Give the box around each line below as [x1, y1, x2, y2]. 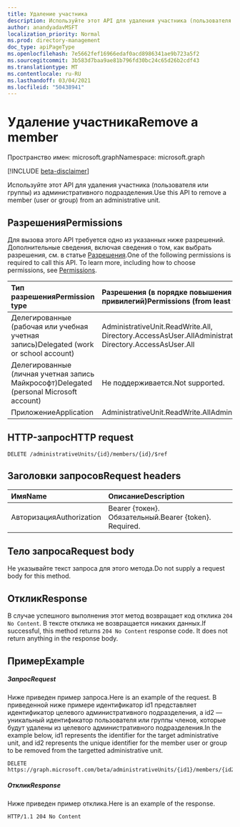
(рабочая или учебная [11, 322, 89, 331]
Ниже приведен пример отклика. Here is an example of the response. [7, 799, 216, 808]
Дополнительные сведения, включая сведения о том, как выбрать [7, 244, 212, 251]
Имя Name [11, 491, 48, 501]
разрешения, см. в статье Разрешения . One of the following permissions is [7, 251, 231, 259]
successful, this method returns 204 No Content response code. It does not [7, 626, 229, 636]
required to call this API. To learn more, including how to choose [7, 259, 196, 266]
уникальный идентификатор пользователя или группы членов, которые [7, 716, 226, 724]
